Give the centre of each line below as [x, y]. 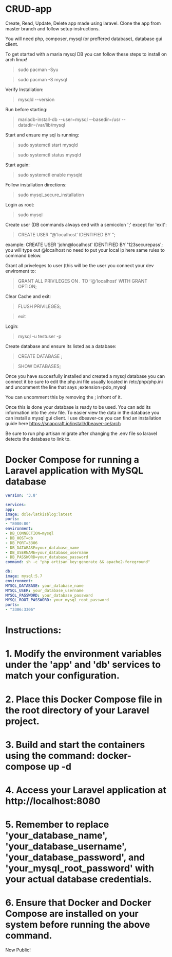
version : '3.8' [22, 495]
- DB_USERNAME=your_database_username [47, 552]
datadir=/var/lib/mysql [41, 125]
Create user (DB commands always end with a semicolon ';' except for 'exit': [86, 224]
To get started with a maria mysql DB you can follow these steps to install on [86, 54]
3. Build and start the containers [75, 745]
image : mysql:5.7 [24, 576]
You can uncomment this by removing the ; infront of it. [64, 397]
